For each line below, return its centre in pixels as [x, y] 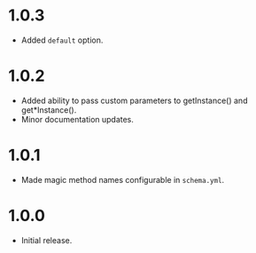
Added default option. [62, 40]
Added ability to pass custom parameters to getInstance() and [134, 100]
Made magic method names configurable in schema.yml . [123, 179]
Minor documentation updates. [78, 119]
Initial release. [47, 240]
